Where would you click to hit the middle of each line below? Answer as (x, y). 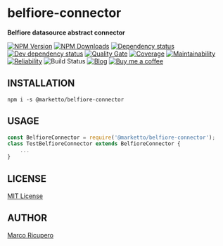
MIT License (25, 196)
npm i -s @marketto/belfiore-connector (66, 99)
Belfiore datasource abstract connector (66, 32)
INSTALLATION (41, 84)
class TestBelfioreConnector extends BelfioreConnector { (94, 144)
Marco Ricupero (31, 235)
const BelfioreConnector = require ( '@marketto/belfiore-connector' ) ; (111, 137)
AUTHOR (27, 218)
